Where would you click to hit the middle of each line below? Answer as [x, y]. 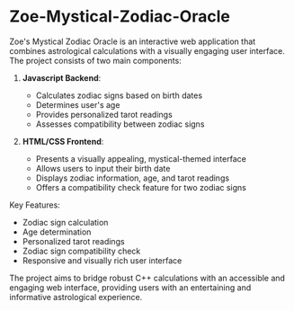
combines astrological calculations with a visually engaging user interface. [147, 50]
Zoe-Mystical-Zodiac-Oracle [120, 17]
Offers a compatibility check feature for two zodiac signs [141, 187]
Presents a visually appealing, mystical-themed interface [141, 158]
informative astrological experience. [76, 297]
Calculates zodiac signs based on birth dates [119, 95]
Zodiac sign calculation [65, 222]
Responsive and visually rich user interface [102, 260]
